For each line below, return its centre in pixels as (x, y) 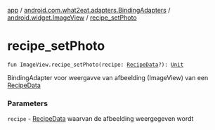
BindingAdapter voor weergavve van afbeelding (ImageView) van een (108, 77)
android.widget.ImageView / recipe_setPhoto (72, 18)
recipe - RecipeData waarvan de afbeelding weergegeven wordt (100, 119)
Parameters (27, 103)
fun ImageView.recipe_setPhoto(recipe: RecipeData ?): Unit (96, 65)
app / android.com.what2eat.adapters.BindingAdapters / (89, 10)
